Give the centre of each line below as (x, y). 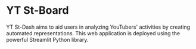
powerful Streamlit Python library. (47, 39)
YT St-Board (38, 10)
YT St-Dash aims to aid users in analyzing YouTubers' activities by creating (98, 27)
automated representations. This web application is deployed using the (93, 33)
